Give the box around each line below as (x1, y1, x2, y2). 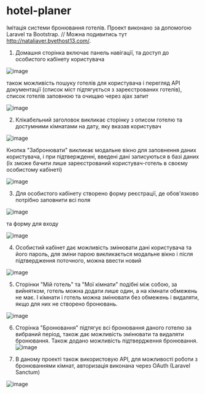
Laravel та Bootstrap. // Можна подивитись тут (6, 30, 128, 37)
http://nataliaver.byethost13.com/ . (6, 37, 91, 44)
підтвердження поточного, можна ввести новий (15, 257, 142, 264)
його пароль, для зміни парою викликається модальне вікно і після (15, 250, 193, 258)
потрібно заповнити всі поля (15, 196, 91, 203)
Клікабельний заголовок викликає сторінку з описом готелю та (15, 116, 183, 123)
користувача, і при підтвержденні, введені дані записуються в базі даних (6, 153, 199, 160)
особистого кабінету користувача (15, 55, 105, 63)
